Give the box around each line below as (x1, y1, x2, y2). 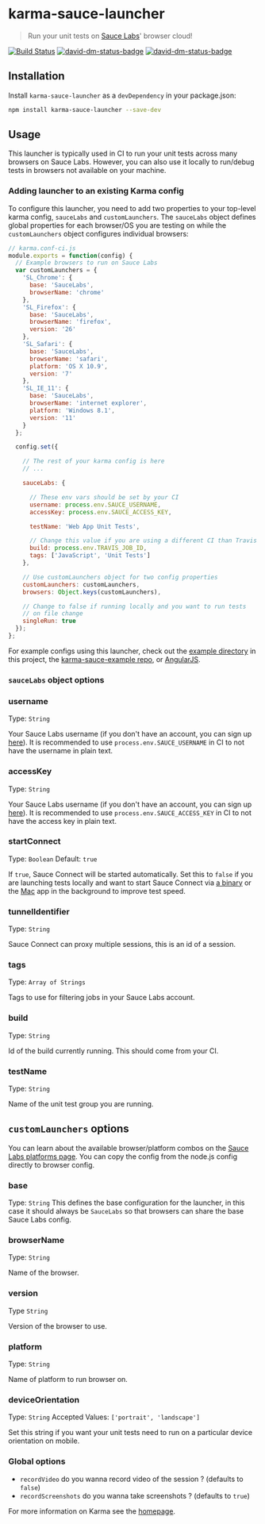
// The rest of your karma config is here (22, 457, 165, 465)
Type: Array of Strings (8, 977, 86, 987)
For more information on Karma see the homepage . (8, 1506, 176, 1516)
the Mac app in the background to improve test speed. (8, 886, 186, 895)
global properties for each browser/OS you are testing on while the (8, 220, 227, 230)
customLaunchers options (8, 1122, 129, 1136)
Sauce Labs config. (8, 1215, 71, 1225)
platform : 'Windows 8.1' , (29, 406, 115, 414)
